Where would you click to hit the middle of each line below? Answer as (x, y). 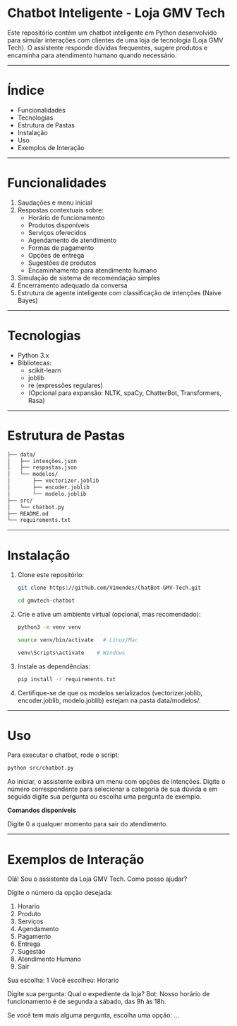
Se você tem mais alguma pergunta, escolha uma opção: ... (93, 1015)
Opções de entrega (56, 255)
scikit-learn (44, 370)
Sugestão (31, 952)
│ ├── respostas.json (42, 468)
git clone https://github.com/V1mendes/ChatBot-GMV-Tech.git (109, 588)
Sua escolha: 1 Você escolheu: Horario (63, 980)
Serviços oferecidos (57, 232)
